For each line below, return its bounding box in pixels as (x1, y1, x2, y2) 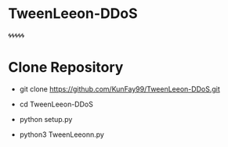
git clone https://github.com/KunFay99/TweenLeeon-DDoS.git (19, 84, 221, 94)
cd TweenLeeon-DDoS (19, 99, 94, 109)
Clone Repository (8, 59, 124, 77)
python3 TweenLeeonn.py (19, 130, 104, 139)
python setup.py (19, 114, 73, 124)
